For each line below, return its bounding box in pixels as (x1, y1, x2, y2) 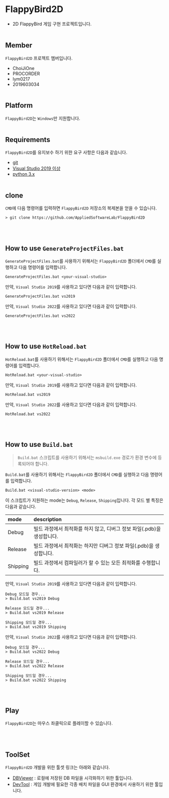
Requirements (5, 135, 50, 144)
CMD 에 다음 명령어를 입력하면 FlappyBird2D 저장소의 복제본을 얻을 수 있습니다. (5, 205, 157, 211)
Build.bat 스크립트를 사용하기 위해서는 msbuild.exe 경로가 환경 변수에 (17, 454, 157, 460)
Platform (5, 101, 33, 110)
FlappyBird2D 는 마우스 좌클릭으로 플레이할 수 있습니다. (5, 720, 113, 726)
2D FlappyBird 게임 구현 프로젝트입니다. (12, 21, 92, 27)
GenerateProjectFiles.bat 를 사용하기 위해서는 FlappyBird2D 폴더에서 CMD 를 (5, 258, 156, 264)
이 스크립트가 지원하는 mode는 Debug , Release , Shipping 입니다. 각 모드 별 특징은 (5, 497, 163, 503)
